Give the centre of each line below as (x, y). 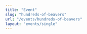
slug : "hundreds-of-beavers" (36, 14)
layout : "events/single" (31, 24)
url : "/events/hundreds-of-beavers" (44, 19)
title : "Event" (21, 10)
